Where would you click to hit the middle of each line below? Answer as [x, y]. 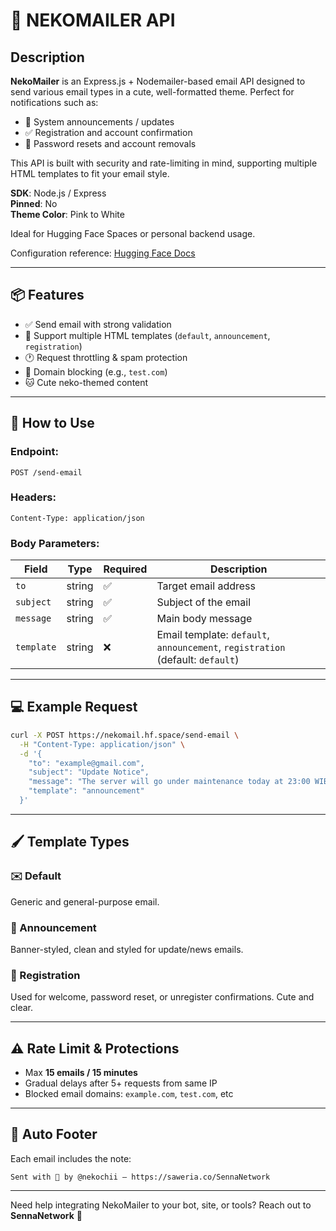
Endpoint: [34, 452]
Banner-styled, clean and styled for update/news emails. [127, 949]
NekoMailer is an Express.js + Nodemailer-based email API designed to [158, 81]
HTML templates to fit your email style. [90, 173]
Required [125, 569]
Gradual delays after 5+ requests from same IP [121, 1083]
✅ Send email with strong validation [98, 324]
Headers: [33, 497]
